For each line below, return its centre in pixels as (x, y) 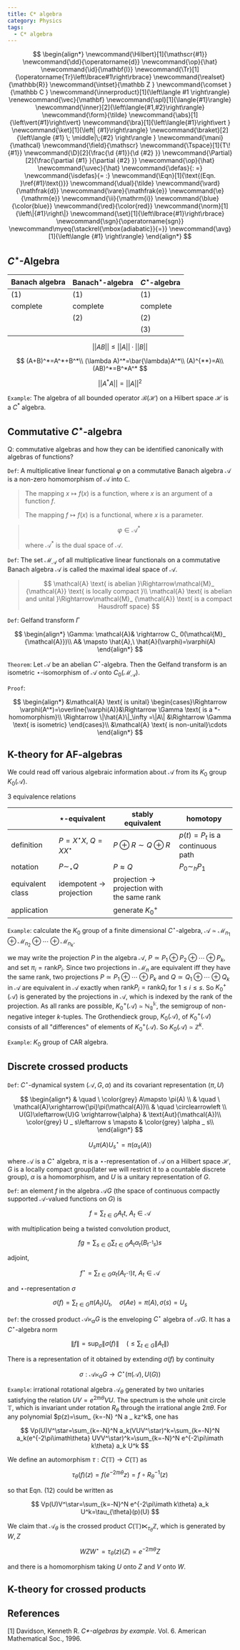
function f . (40, 501)
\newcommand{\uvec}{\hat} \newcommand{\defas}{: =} (120, 168)
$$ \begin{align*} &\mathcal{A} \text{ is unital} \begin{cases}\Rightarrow (120, 702)
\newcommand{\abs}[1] (163, 115)
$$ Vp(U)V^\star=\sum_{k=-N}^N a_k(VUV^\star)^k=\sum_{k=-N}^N (120, 1431)
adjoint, (19, 1258)
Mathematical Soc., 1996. (45, 1638)
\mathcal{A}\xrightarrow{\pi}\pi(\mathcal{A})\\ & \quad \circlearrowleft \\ (120, 1106)
